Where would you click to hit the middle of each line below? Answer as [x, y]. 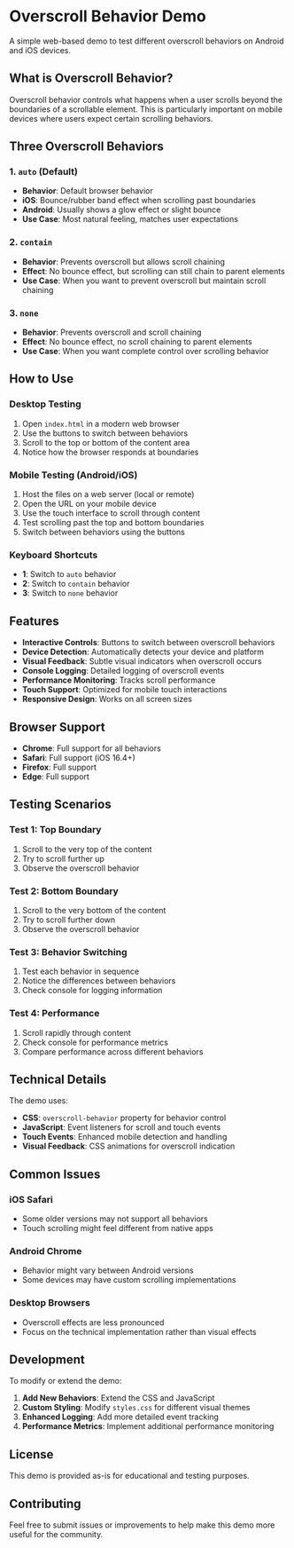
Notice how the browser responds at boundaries [110, 452]
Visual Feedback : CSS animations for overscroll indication [128, 1146]
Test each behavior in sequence [81, 971]
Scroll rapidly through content [76, 1032]
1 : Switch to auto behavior [69, 574]
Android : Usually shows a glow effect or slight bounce [121, 209]
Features [34, 621]
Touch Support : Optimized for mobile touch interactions [124, 690]
